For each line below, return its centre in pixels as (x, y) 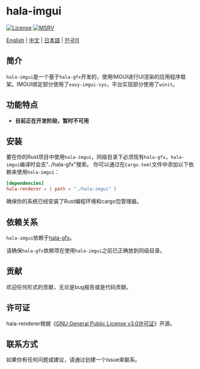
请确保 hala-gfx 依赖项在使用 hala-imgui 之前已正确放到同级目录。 (86, 250)
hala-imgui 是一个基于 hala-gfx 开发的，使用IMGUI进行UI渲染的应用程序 (94, 76)
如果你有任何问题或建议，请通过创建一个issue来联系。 (73, 360)
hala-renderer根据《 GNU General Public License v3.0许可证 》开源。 (91, 323)
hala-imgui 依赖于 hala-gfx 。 (41, 237)
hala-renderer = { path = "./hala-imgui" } (62, 189)
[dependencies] (25, 184)
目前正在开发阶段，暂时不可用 (52, 120)
